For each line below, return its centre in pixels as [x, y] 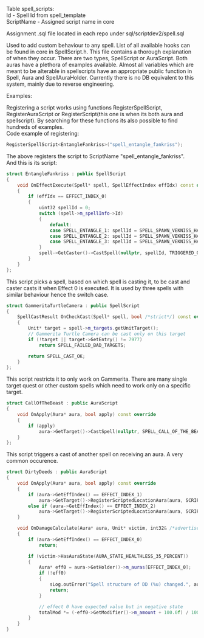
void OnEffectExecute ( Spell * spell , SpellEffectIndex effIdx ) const [106, 185]
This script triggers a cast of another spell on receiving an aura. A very [95, 454]
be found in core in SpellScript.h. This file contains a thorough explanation [99, 52]
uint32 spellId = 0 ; [65, 208]
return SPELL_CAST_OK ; [57, 356]
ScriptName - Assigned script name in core [60, 22]
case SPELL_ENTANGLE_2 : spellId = [93, 236]
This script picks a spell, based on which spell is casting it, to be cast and [98, 282]
